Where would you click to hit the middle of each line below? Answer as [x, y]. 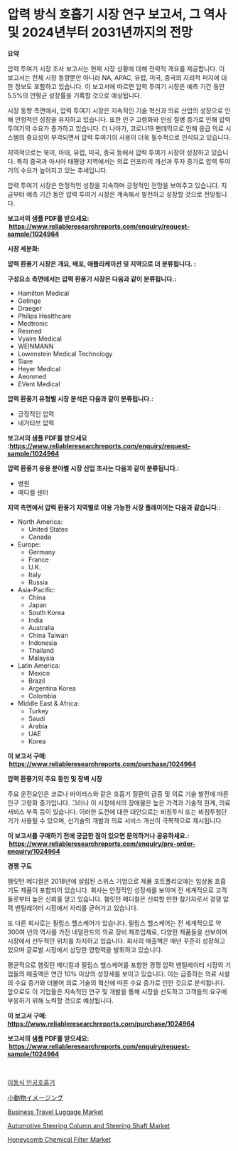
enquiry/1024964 [34, 851]
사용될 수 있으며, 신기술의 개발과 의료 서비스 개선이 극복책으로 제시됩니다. [122, 820]
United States [48, 529]
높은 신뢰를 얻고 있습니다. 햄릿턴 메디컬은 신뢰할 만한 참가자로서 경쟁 [126, 899]
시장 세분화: [24, 248]
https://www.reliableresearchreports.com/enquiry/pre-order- [102, 843]
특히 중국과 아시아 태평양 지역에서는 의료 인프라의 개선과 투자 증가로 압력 [117, 161]
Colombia [42, 696]
